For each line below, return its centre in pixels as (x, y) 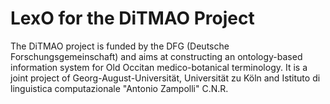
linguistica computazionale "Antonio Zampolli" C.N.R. (119, 88)
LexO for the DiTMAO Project (132, 18)
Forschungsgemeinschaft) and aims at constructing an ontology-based (156, 56)
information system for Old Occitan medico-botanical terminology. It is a (159, 67)
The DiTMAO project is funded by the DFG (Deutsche (120, 46)
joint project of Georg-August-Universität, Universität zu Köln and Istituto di (165, 78)
